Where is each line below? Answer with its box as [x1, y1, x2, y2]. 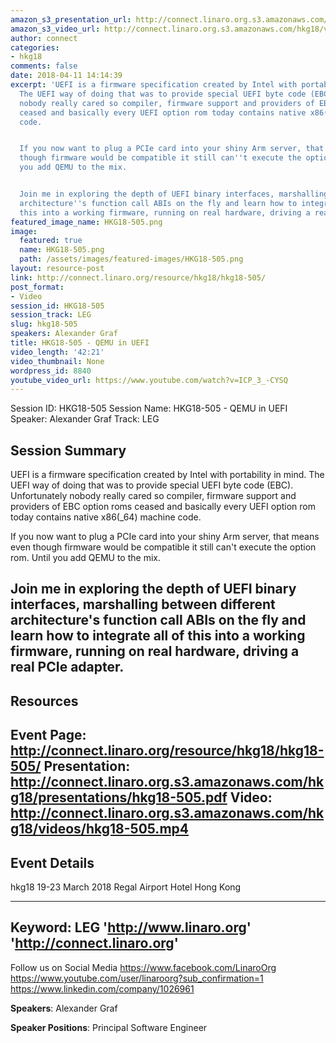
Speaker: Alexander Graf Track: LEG [10, 413, 160, 425]
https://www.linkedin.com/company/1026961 [10, 982, 195, 995]
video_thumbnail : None [10, 356, 105, 366]
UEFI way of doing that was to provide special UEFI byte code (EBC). [10, 479, 294, 491]
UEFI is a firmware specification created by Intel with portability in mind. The [10, 469, 325, 481]
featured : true [19, 236, 83, 246]
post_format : [10, 282, 65, 292]
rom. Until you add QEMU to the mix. [10, 552, 161, 564]
